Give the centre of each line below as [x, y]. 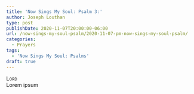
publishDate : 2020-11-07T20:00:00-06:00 [57, 28]
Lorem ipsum [22, 84]
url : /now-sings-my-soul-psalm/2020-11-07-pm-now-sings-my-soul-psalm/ [97, 34]
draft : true [21, 61]
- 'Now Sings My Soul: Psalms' [50, 56]
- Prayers [24, 45]
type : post [20, 23]
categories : [21, 39]
